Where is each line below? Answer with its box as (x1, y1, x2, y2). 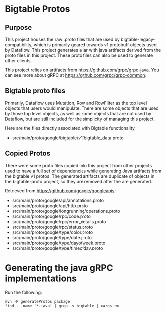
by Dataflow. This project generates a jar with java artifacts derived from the (5, 47, 161, 53)
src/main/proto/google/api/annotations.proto (12, 197, 104, 203)
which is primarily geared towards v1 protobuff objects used (34, 42, 157, 48)
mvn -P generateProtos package (5, 299, 70, 304)
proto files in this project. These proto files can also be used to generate (5, 52, 153, 58)
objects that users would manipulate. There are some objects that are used (5, 105, 159, 111)
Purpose (5, 23, 32, 32)
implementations (5, 273, 77, 284)
